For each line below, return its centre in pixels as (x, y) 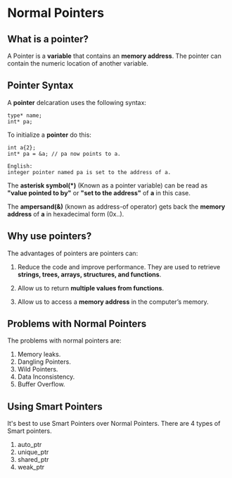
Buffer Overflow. (41, 384)
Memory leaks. (39, 355)
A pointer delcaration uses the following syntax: (77, 102)
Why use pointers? (50, 237)
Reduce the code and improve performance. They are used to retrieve (119, 266)
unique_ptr (33, 452)
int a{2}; (22, 147)
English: (20, 166)
